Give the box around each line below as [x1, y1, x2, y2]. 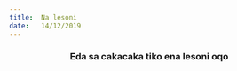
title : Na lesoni [9, 12, 77, 22]
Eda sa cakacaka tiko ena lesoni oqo [69, 51, 229, 63]
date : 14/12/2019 [9, 21, 82, 30]
